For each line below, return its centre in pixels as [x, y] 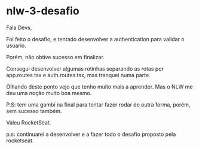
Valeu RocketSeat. [29, 122]
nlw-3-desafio [43, 11]
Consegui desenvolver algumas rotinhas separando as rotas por [85, 69]
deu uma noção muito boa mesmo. [49, 93]
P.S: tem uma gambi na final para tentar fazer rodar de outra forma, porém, [98, 104]
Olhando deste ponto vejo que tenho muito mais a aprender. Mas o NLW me [99, 86]
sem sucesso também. [34, 111]
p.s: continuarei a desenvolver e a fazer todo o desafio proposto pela [91, 134]
